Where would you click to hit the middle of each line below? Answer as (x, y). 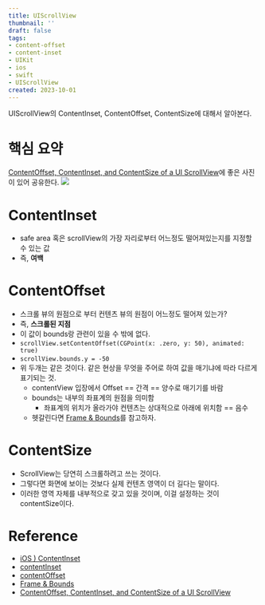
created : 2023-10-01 (43, 90)
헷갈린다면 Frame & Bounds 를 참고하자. (94, 418)
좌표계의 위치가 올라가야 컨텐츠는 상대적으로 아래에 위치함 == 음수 (146, 408)
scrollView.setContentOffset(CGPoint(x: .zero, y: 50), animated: (132, 344)
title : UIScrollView (43, 16)
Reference (43, 536)
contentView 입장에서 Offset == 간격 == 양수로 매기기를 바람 (128, 388)
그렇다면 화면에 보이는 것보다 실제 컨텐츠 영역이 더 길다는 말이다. (119, 484)
